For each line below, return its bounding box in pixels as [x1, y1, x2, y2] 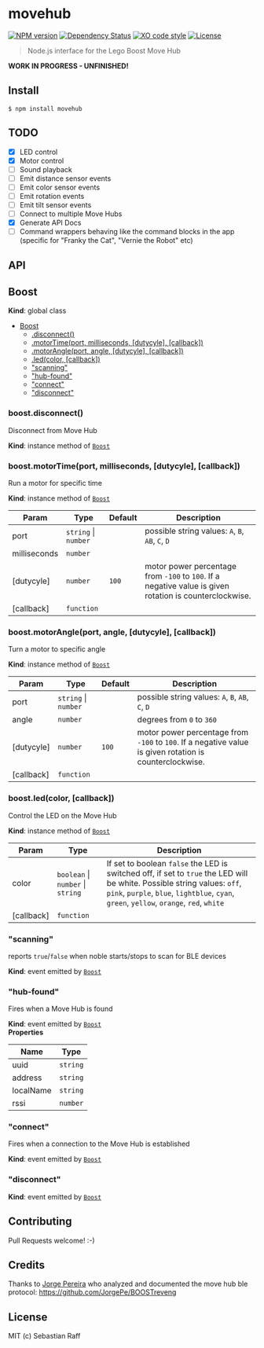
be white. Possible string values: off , [106, 877, 242, 888]
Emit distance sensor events [19, 174, 112, 183]
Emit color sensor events [19, 182, 101, 192]
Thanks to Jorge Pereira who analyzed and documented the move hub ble [8, 1279, 248, 1289]
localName [12, 1085, 53, 1096]
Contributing [8, 1215, 72, 1229]
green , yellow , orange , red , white [106, 897, 225, 908]
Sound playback [19, 164, 73, 174]
